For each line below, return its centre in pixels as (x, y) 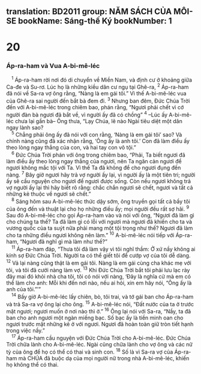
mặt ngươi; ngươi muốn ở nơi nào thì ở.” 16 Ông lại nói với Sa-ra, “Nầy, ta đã (99, 311)
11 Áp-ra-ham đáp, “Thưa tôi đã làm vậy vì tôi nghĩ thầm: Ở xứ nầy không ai (103, 249)
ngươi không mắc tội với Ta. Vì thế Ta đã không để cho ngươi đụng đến (94, 167)
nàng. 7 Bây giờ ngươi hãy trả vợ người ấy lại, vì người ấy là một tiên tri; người (101, 174)
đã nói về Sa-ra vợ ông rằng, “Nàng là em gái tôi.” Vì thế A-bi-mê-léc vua (97, 94)
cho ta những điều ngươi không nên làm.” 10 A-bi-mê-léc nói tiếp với (90, 235)
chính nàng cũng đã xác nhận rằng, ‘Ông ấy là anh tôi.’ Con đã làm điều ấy (98, 141)
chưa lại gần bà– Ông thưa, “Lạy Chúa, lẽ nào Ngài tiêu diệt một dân (99, 121)
